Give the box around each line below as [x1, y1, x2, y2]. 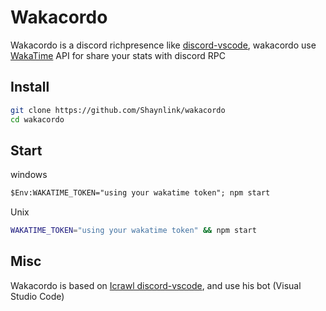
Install [10, 79, 50, 96]
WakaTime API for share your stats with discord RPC [10, 49, 226, 61]
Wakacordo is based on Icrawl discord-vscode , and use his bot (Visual [10, 279, 302, 291]
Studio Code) [10, 290, 65, 302]
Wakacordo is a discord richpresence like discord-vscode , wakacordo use [10, 39, 317, 51]
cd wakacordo [10, 114, 65, 125]
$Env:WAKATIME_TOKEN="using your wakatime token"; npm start [10, 188, 271, 198]
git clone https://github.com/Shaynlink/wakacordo [10, 105, 226, 115]
